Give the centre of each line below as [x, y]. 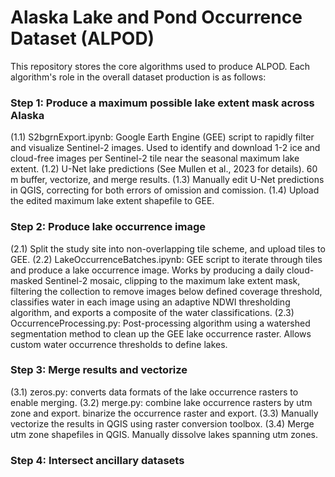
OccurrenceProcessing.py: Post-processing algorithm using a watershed [160, 323]
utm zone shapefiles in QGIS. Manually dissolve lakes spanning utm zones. [164, 434]
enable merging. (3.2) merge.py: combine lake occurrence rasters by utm [161, 402]
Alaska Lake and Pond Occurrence [156, 17]
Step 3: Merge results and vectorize [99, 370]
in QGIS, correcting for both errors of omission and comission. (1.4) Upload [165, 190]
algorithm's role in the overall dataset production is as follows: [138, 77]
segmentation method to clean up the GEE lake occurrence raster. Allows [161, 333]
